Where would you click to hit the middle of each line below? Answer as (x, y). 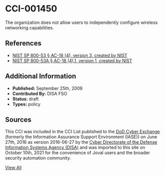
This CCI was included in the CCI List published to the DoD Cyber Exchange (82, 132)
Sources (18, 120)
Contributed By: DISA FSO (40, 93)
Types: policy (26, 104)
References (23, 44)
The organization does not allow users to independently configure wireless (82, 22)
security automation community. (38, 158)
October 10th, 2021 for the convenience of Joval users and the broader (78, 153)
